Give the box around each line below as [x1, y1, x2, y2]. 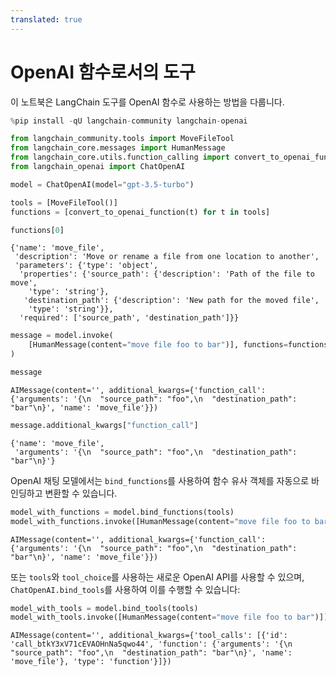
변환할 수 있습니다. [44, 487, 118, 499]
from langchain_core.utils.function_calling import [10, 152, 230, 163]
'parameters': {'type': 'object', [14, 261, 159, 271]
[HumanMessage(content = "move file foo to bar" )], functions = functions [28, 340, 329, 350]
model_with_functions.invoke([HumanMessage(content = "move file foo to [10, 516, 311, 526]
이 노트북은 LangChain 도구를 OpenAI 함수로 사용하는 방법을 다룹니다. [10, 96, 285, 108]
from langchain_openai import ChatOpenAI [10, 162, 186, 172]
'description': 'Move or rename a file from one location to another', [14, 252, 320, 262]
